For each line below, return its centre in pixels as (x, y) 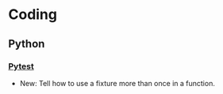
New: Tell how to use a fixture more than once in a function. (117, 83)
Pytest (21, 66)
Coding (33, 15)
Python (27, 44)
